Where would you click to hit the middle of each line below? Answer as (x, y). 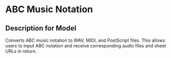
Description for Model (41, 28)
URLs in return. (21, 51)
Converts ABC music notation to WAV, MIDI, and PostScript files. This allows (85, 40)
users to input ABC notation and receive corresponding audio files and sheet (86, 46)
